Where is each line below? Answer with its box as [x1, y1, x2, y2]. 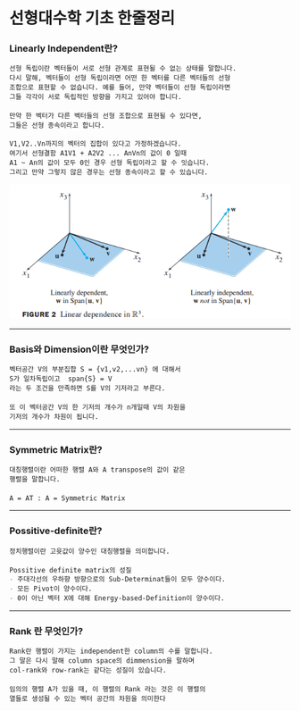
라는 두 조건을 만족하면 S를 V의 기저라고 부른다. [9, 384, 166, 393]
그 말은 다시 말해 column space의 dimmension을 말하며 [9, 657, 195, 665]
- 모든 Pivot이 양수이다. [9, 584, 93, 594]
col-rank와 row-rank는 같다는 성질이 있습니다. [9, 666, 167, 675]
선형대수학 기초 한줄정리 [9, 8, 176, 29]
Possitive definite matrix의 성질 [9, 565, 132, 574]
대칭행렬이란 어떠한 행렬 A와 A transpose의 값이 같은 [9, 465, 186, 474]
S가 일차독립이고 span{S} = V [9, 374, 112, 384]
